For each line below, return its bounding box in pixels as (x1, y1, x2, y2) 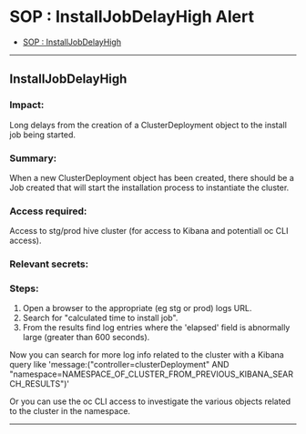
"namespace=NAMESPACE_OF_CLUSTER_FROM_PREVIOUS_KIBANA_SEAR (9, 368, 294, 379)
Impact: (9, 98, 45, 111)
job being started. (9, 129, 76, 140)
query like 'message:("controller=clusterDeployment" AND (9, 359, 229, 370)
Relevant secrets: (9, 257, 89, 270)
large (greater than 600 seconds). (22, 332, 150, 343)
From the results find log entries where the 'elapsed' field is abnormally (22, 322, 291, 333)
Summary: (9, 152, 57, 165)
